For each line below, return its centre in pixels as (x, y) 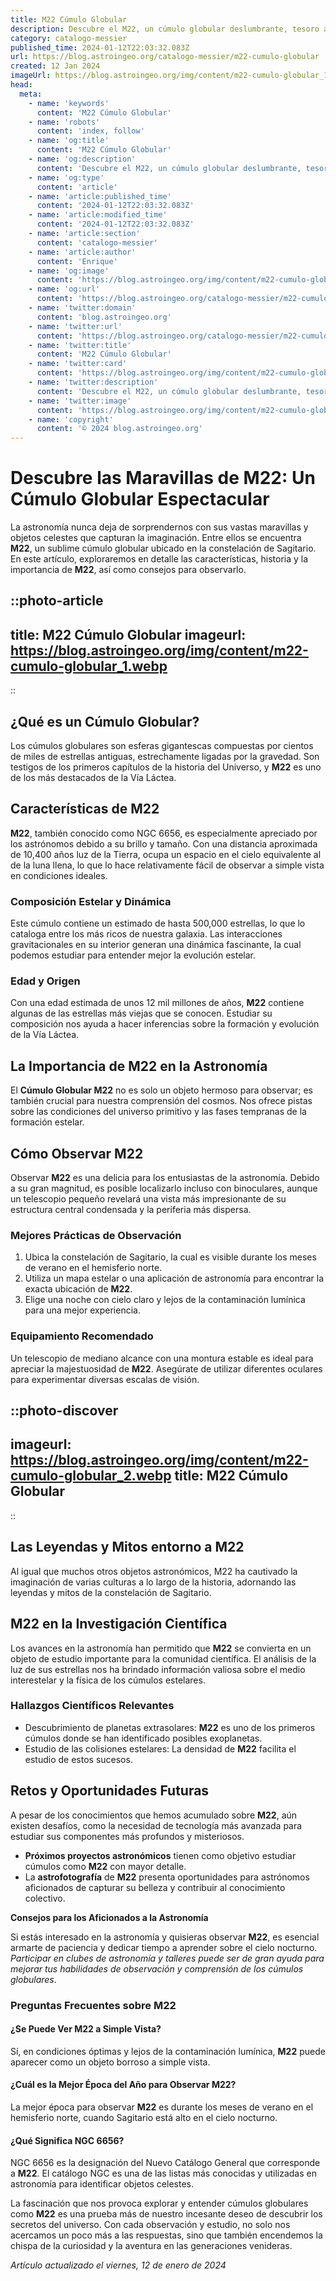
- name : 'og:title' (69, 141)
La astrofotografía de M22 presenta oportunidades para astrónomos (167, 1877)
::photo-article (57, 601)
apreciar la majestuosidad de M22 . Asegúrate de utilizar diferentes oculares (166, 1368)
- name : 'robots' (64, 122)
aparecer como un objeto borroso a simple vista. (110, 2062)
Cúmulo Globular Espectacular (140, 499)
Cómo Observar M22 (77, 1153)
